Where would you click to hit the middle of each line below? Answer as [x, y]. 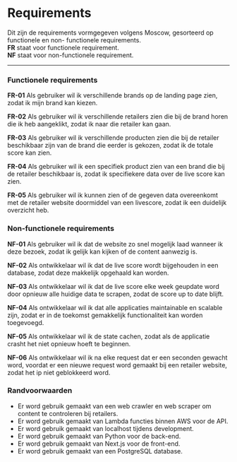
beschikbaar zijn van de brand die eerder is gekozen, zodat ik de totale [110, 146]
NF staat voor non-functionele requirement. [71, 55]
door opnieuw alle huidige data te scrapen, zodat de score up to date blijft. [116, 294]
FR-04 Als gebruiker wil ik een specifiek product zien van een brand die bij [116, 167]
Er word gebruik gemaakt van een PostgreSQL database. [100, 451]
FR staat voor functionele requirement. [63, 47]
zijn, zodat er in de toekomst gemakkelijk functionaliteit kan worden [105, 315]
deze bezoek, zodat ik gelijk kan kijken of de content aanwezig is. [102, 251]
